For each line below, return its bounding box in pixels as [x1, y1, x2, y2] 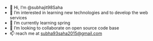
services [9, 15, 27, 20]
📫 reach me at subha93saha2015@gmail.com [9, 30, 102, 36]
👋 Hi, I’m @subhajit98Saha [9, 5, 63, 10]
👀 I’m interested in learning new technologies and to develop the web [9, 10, 148, 15]
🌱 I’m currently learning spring [9, 20, 70, 26]
